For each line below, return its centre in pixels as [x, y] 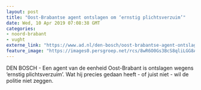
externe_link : [24, 46]
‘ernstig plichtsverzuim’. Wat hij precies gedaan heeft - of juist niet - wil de [98, 74]
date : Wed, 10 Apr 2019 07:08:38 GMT [53, 23]
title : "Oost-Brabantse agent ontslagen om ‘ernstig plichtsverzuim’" [96, 17]
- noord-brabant [26, 34]
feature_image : [25, 51]
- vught [16, 40]
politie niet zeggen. [30, 80]
